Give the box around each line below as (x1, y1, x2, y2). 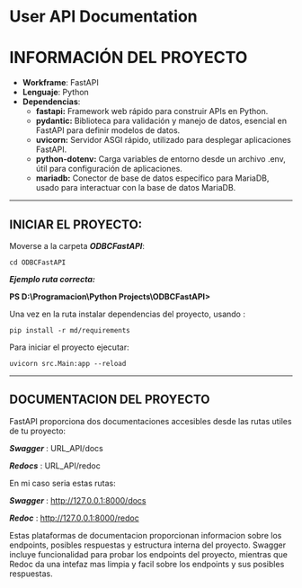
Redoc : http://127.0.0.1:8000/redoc (9, 512, 139, 523)
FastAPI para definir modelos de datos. (35, 125, 181, 136)
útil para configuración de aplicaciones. (35, 164, 182, 174)
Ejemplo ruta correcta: (9, 273, 96, 284)
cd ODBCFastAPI (9, 258, 67, 267)
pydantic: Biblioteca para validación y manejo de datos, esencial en (35, 115, 288, 127)
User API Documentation (9, 6, 198, 27)
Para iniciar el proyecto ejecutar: (9, 342, 129, 352)
